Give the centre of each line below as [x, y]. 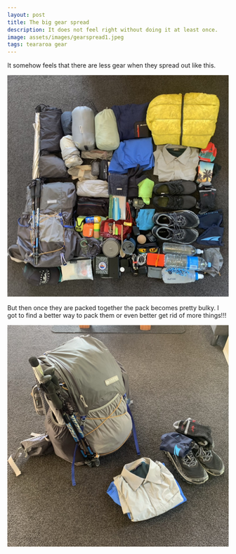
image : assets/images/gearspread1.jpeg [66, 37]
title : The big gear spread [48, 22]
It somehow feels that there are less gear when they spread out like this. [112, 65]
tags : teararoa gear [38, 45]
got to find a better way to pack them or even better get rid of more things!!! [117, 316]
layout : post [26, 15]
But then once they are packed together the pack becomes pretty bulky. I [113, 308]
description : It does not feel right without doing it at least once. [113, 30]
